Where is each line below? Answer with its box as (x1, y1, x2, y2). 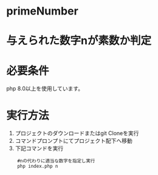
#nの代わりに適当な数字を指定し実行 (17, 158, 95, 164)
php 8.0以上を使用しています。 (6, 85, 84, 92)
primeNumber (6, 4, 79, 18)
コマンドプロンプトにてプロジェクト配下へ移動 (15, 137, 132, 145)
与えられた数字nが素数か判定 (6, 34, 152, 48)
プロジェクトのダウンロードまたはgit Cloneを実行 (15, 130, 139, 137)
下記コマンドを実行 (15, 145, 64, 152)
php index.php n (17, 163, 59, 170)
